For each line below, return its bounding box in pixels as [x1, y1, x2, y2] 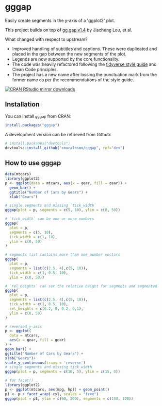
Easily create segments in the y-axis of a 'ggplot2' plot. [5, 18, 115, 23]
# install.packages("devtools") [5, 141, 70, 146]
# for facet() [5, 378, 34, 383]
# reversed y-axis [5, 324, 42, 329]
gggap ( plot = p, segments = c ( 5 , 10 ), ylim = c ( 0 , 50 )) [5, 208, 120, 212]
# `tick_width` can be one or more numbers [5, 216, 95, 221]
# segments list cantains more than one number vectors [5, 252, 120, 257]
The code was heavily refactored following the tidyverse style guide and [12, 61, 157, 67]
